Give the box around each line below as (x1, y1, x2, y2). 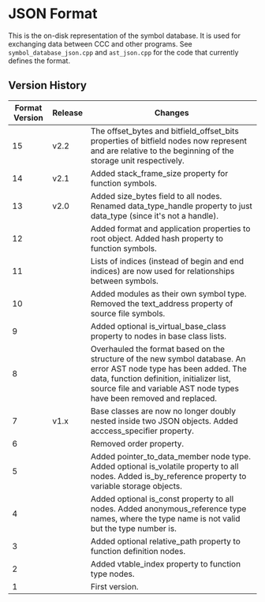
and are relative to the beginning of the (90, 145, 234, 156)
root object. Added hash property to (90, 233, 223, 244)
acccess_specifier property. (90, 425, 195, 436)
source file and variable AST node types (90, 383, 239, 394)
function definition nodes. (90, 545, 186, 556)
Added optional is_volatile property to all (90, 461, 239, 472)
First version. (90, 581, 140, 592)
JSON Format (8, 5, 98, 23)
